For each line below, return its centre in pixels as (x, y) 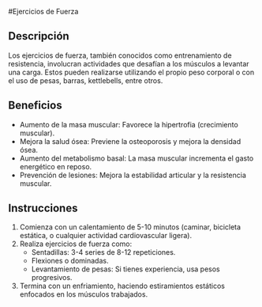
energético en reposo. (56, 166)
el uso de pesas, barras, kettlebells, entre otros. (86, 80)
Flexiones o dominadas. (70, 261)
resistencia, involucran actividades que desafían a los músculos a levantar (129, 63)
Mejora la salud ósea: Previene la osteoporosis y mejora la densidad (130, 141)
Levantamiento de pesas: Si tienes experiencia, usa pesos (125, 269)
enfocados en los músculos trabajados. (84, 294)
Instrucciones (43, 208)
